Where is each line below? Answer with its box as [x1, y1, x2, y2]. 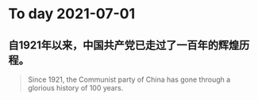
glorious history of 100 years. [27, 83, 124, 92]
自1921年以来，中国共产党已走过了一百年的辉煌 [8, 38, 240, 52]
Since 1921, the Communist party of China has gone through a [27, 75, 231, 84]
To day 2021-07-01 [8, 5, 136, 23]
